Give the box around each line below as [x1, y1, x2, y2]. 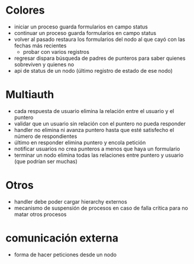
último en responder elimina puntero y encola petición [14, 139, 146, 146]
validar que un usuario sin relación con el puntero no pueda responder [14, 120, 186, 127]
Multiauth [5, 88, 54, 101]
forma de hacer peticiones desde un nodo [14, 251, 117, 258]
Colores [5, 4, 45, 17]
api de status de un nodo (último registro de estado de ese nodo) [14, 67, 173, 74]
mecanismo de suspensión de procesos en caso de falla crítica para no [14, 204, 189, 211]
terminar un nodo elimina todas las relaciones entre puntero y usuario [14, 152, 184, 159]
